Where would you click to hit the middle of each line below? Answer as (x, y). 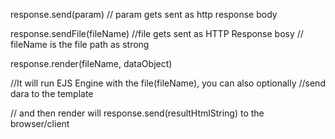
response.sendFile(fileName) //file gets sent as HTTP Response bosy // (157, 33)
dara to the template (52, 93)
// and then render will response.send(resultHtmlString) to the (137, 113)
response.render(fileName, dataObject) (91, 63)
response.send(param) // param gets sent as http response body (144, 14)
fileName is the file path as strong (80, 44)
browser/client (40, 123)
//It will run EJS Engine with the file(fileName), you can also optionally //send (168, 83)
